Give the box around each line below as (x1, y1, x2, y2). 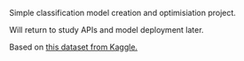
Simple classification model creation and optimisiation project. (9, 8, 237, 18)
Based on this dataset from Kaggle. (9, 42, 138, 52)
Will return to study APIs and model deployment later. (9, 25, 204, 34)
